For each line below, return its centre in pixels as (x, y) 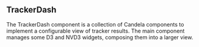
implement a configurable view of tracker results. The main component (96, 31)
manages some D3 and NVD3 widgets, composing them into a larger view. (100, 37)
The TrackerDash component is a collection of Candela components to (95, 24)
